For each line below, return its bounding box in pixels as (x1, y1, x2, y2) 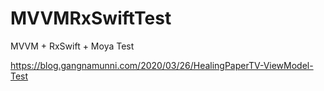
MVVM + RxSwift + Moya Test (10, 40, 135, 52)
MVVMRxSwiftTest (10, 7, 172, 30)
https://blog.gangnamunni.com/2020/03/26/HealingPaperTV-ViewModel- (10, 59, 314, 71)
